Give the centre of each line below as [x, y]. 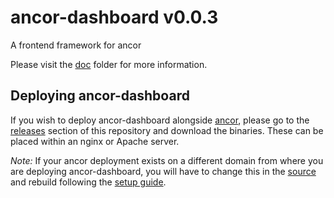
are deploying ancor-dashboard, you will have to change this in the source [163, 171]
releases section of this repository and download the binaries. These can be [167, 130]
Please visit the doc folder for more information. [109, 64]
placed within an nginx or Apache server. [95, 141]
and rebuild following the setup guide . [88, 182]
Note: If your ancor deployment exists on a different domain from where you [167, 160]
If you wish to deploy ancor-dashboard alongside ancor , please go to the [160, 120]
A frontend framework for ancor [76, 45]
